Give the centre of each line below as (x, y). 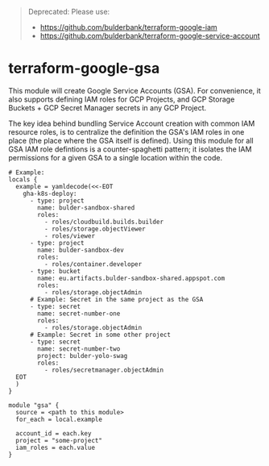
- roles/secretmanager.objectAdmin (103, 370)
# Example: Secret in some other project (100, 335)
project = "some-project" (59, 440)
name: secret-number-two (79, 349)
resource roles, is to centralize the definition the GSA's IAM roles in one (126, 131)
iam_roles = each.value (55, 447)
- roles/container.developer (93, 264)
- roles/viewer (69, 236)
